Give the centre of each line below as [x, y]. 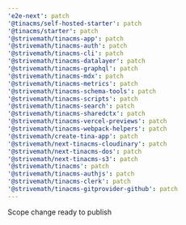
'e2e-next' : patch [38, 16]
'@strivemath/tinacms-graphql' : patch [73, 69]
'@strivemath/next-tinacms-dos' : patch [75, 151]
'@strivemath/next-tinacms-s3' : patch [73, 159]
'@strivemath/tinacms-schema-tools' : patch [82, 91]
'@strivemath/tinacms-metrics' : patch [73, 83]
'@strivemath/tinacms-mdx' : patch [66, 76]
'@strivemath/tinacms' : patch [59, 167]
